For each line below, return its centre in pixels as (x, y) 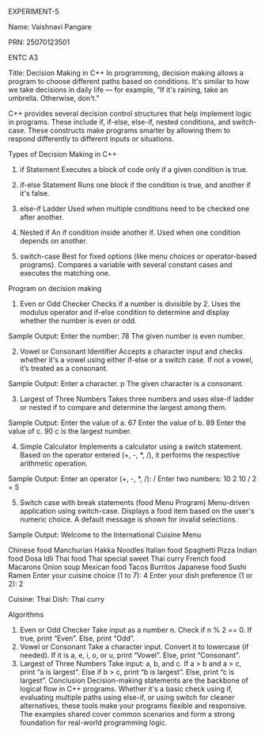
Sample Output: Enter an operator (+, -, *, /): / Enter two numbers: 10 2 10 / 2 (132, 479)
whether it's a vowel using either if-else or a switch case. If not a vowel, (136, 360)
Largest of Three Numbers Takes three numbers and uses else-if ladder (137, 399)
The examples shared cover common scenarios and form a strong (127, 714)
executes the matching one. (65, 273)
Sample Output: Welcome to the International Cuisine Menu (105, 535)
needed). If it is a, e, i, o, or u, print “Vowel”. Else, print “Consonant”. (130, 655)
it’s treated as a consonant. (64, 368)
